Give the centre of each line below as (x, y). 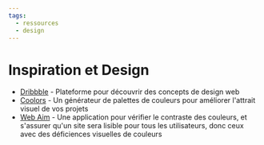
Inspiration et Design (79, 70)
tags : (17, 16)
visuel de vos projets (54, 109)
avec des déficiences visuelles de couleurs (91, 134)
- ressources (37, 23)
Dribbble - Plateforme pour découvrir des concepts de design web (130, 92)
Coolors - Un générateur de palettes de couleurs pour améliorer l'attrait (138, 100)
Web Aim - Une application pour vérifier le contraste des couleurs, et (134, 117)
